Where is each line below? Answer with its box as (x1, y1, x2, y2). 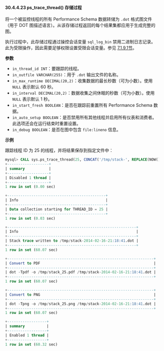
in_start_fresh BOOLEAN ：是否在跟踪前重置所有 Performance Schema (12, 103, 153, 108)
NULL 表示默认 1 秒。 (12, 96, 52, 102)
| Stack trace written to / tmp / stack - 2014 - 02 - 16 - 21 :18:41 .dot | (5, 238, 139, 244)
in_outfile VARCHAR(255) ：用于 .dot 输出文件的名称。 (12, 72, 121, 78)
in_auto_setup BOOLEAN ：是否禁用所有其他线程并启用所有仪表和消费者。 (12, 115, 157, 121)
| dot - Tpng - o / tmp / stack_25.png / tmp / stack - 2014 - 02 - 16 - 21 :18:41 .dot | (5, 301, 156, 306)
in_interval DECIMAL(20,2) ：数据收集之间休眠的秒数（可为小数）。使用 (12, 90, 155, 96)
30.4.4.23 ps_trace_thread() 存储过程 (5, 4, 82, 10)
